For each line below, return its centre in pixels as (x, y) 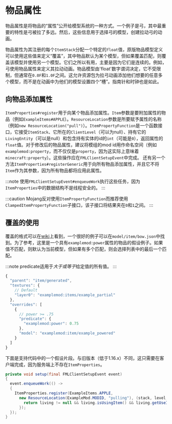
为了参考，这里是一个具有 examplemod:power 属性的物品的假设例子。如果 (89, 242)
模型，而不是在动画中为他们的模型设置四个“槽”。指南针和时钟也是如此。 (86, 81)
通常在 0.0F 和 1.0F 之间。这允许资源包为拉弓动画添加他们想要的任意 (89, 75)
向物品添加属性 (29, 99)
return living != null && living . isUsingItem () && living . (88, 403)
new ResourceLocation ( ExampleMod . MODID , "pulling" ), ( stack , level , (93, 398)
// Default (26, 291)
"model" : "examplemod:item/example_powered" (67, 333)
